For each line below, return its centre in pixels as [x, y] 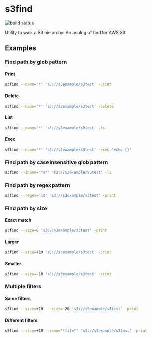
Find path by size [26, 208]
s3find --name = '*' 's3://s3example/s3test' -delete [59, 106]
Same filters [18, 298]
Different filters [21, 320]
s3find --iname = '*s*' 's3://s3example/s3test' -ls [58, 172]
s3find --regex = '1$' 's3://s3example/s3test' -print [61, 196]
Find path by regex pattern [38, 185]
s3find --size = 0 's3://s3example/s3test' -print [56, 231]
